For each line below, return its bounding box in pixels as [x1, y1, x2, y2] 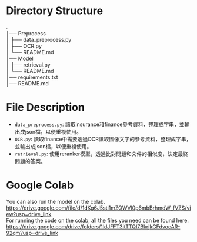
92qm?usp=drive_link [6, 229, 59, 236]
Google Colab [6, 178, 74, 192]
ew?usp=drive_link [6, 210, 52, 217]
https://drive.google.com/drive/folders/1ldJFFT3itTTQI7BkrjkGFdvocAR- [6, 223, 181, 230]
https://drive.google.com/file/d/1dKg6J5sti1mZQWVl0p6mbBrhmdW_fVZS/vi [6, 204, 191, 211]
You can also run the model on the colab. [6, 198, 106, 205]
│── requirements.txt [6, 74, 58, 81]
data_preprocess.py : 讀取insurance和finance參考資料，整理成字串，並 [14, 121, 185, 128]
